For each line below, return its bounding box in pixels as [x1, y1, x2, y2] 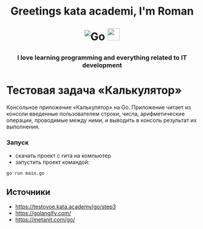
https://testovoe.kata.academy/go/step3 [15, 203, 117, 211]
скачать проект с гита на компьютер [15, 152, 111, 160]
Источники [6, 187, 50, 197]
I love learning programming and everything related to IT [17, 54, 187, 62]
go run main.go [6, 171, 45, 177]
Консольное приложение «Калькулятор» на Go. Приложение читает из [6, 104, 191, 111]
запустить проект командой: [15, 158, 90, 166]
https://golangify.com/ [15, 210, 71, 217]
